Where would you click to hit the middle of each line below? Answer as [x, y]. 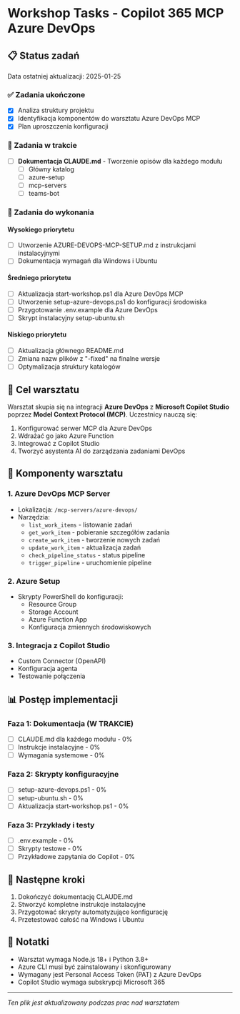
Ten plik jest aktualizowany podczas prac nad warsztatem [94, 1003]
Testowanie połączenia [51, 676]
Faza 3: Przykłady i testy [51, 825]
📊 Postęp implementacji [63, 699]
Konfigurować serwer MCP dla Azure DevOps [85, 428]
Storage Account [53, 612]
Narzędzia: [34, 517]
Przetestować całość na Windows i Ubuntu [81, 919]
